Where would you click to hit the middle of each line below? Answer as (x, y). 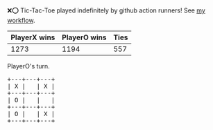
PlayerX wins (33, 37)
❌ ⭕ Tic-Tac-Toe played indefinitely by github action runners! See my (106, 10)
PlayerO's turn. (28, 66)
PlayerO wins (84, 37)
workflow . (21, 20)
